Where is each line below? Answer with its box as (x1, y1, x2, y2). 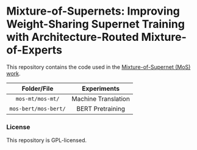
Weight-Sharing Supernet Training (6, 17, 185, 31)
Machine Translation (71, 95, 130, 103)
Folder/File (21, 84, 54, 93)
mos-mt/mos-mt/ (15, 95, 60, 102)
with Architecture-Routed (6, 30, 139, 44)
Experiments (82, 84, 120, 93)
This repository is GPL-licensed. (6, 137, 87, 144)
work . (6, 70, 21, 77)
